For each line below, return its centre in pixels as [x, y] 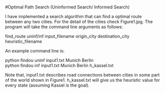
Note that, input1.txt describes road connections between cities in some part [82, 75]
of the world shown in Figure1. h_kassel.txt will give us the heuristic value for [82, 80]
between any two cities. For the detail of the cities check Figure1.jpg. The [79, 22]
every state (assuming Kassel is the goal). [47, 85]
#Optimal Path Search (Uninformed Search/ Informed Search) [68, 7]
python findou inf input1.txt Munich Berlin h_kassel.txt [59, 65]
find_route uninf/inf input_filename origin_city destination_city [67, 36]
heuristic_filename [24, 41]
